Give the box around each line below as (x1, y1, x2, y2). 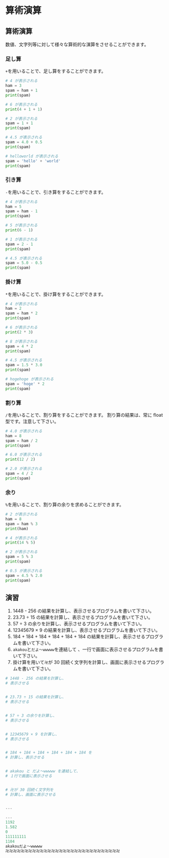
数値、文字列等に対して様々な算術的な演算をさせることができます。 (5, 42, 149, 47)
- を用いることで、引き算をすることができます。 (5, 189, 106, 195)
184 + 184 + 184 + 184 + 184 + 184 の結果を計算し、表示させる (12, 633, 145, 640)
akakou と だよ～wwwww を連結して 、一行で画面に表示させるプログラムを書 (12, 646, 163, 652)
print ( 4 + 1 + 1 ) (5, 106, 43, 112)
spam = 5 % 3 (5, 554, 33, 559)
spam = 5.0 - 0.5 (5, 260, 43, 266)
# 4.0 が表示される (5, 428, 43, 434)
